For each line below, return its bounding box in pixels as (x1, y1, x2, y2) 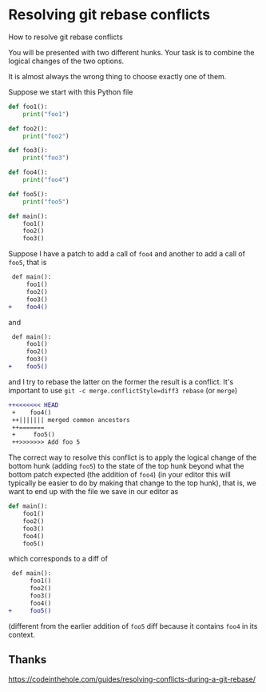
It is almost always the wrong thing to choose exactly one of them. (8, 71, 227, 81)
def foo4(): (8, 168, 48, 177)
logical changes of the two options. (8, 56, 125, 66)
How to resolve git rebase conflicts (8, 32, 124, 42)
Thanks (8, 653, 47, 666)
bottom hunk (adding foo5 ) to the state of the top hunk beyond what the (8, 461, 244, 471)
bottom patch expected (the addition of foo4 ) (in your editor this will (8, 470, 231, 480)
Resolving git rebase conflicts (8, 6, 210, 24)
